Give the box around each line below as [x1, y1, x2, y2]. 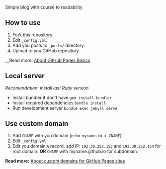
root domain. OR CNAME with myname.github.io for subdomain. [12, 149, 138, 155]
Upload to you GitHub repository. [12, 47, 81, 54]
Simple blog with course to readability [5, 4, 83, 10]
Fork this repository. [12, 32, 54, 38]
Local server [5, 72, 45, 80]
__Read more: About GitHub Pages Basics [5, 57, 90, 63]
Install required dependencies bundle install [12, 99, 106, 106]
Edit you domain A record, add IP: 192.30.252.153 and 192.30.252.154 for [12, 143, 161, 149]
